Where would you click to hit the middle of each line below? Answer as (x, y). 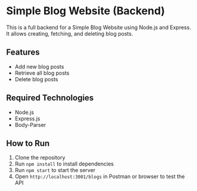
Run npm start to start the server (55, 170)
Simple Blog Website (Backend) (86, 11)
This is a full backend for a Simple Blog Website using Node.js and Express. (99, 27)
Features (23, 52)
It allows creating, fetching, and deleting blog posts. (70, 33)
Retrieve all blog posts (42, 73)
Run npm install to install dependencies (64, 164)
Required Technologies (50, 98)
